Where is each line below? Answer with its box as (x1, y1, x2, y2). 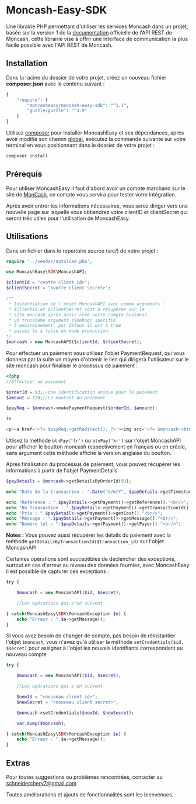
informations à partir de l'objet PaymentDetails (6, 467, 118, 474)
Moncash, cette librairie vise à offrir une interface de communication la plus (6, 35, 188, 42)
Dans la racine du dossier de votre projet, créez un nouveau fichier (6, 74, 167, 81)
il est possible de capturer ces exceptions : (6, 568, 109, 575)
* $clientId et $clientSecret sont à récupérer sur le (8, 306, 145, 312)
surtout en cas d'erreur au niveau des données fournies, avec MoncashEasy (6, 562, 190, 569)
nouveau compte (6, 651, 47, 658)
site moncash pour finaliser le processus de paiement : (6, 362, 138, 369)
